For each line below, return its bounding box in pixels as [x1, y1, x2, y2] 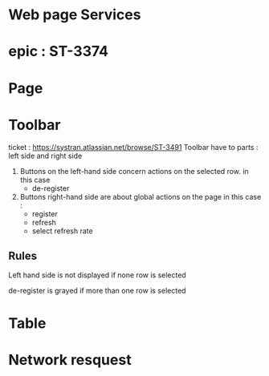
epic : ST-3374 [8, 42, 109, 61]
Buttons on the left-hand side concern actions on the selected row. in [19, 166, 249, 176]
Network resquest [8, 350, 132, 369]
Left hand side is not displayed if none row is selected [8, 270, 186, 280]
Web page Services [8, 6, 141, 24]
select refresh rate [31, 226, 94, 236]
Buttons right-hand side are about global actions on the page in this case [19, 192, 262, 201]
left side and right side [8, 151, 83, 160]
